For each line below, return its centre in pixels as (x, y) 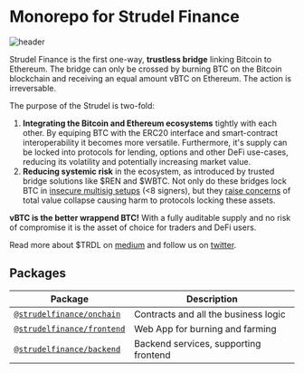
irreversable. (33, 88)
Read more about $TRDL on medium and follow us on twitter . (123, 244)
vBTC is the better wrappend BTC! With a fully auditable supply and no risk (150, 217)
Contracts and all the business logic (210, 314)
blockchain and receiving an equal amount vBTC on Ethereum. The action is (151, 78)
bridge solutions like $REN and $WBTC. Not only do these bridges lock (154, 181)
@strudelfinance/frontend (70, 329)
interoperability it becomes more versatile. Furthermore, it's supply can (155, 142)
